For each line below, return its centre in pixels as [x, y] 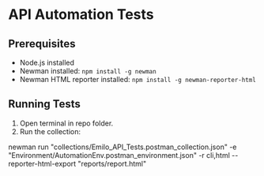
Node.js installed [47, 62]
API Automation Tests [81, 15]
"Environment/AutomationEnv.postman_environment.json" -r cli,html [119, 155]
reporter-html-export [42, 163]
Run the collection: [50, 131]
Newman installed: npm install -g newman [88, 71]
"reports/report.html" [112, 163]
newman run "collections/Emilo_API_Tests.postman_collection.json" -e [123, 147]
